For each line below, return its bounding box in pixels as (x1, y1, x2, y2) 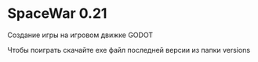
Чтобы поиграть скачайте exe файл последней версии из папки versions (7, 45, 251, 54)
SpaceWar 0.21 (7, 5, 107, 22)
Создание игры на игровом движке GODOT (7, 30, 154, 40)
